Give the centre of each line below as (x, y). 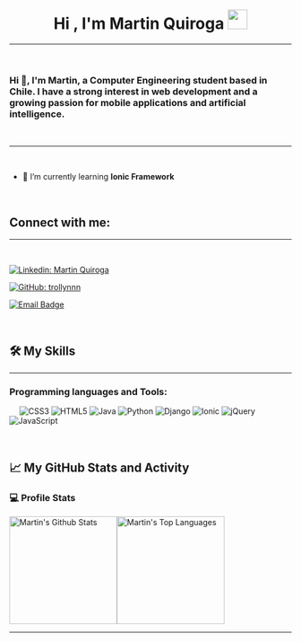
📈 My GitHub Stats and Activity (99, 467)
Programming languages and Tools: (88, 391)
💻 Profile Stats (43, 498)
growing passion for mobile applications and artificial (128, 102)
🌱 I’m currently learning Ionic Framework (98, 177)
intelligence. (37, 114)
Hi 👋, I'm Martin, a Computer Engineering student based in (138, 80)
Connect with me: (60, 222)
